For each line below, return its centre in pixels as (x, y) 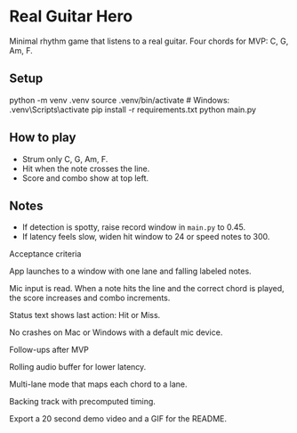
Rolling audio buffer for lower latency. (78, 367)
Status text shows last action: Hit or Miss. (85, 315)
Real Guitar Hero (71, 16)
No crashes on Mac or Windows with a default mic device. (116, 332)
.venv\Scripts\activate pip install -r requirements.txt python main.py (132, 110)
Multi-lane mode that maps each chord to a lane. (99, 384)
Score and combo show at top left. (85, 178)
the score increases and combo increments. (90, 298)
